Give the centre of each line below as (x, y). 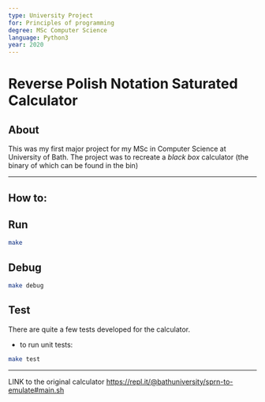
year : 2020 (26, 45)
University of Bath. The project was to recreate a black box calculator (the (129, 157)
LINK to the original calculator (56, 381)
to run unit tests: (46, 344)
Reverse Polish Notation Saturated (123, 84)
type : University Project (50, 15)
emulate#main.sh (36, 390)
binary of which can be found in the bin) (73, 166)
